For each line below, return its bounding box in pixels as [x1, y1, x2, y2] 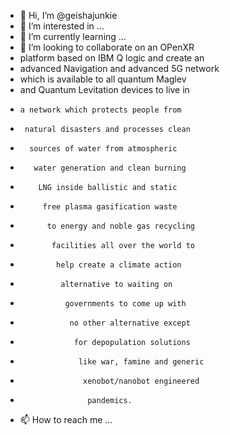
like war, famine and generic [78, 357, 205, 367]
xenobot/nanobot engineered [83, 376, 200, 386]
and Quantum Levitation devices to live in [19, 84, 190, 95]
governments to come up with [64, 299, 187, 309]
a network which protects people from [19, 105, 182, 115]
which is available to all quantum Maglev [19, 73, 187, 85]
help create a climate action [56, 260, 182, 270]
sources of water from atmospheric [29, 144, 178, 154]
